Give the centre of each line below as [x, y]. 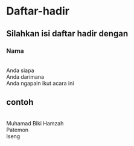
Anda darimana [25, 76]
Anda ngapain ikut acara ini [40, 83]
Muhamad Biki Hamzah [35, 123]
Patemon [18, 130]
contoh [20, 102]
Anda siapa [20, 70]
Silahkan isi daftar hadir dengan [67, 34]
